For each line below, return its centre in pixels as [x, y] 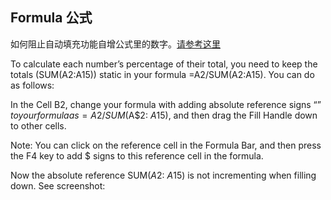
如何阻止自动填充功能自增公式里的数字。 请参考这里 [115, 44]
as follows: [32, 85]
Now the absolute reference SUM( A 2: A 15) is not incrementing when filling [163, 175]
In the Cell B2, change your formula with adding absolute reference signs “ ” [166, 104]
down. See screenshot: [58, 185]
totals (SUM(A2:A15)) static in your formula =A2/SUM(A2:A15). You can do [162, 74]
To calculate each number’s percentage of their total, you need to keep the [164, 64]
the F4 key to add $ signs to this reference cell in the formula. [137, 155]
